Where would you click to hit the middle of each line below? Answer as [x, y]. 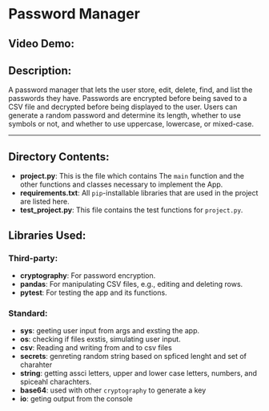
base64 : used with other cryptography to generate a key [113, 390]
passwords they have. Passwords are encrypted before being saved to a [128, 99]
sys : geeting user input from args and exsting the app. [110, 331]
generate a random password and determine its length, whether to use [125, 115]
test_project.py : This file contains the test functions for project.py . [131, 210]
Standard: [28, 313]
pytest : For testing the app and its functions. [93, 292]
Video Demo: [41, 44]
